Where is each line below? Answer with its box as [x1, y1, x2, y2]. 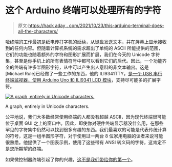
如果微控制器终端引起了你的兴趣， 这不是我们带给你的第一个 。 [5, 156, 136, 162]
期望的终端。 [18, 146, 46, 152]
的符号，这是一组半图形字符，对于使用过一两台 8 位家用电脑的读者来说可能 [5, 133, 163, 139]
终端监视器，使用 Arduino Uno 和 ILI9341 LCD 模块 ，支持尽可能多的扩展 [5, 77, 157, 83]
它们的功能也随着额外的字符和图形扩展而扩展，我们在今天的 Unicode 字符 [5, 51, 160, 58]
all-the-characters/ [17, 28, 58, 34]
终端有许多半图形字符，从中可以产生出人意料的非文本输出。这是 [14, 64, 149, 70]
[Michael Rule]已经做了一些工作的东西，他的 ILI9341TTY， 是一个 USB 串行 [5, 70, 163, 76]
